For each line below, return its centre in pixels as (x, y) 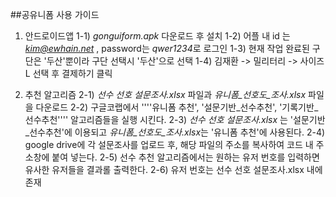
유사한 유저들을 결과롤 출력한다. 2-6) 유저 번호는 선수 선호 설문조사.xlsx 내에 (173, 169)
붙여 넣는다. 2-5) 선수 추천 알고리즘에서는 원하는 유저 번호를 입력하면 (185, 157)
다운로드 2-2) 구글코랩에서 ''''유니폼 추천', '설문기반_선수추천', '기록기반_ (177, 107)
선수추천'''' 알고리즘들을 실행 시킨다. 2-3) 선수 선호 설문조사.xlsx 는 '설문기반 (175, 119)
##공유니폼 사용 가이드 (55, 14)
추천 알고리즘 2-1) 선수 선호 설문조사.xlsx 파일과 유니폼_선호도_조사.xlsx (165, 94)
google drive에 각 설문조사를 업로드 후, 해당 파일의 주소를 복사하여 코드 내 (169, 144)
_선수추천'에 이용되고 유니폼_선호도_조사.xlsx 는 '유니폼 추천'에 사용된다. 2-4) (175, 132)
